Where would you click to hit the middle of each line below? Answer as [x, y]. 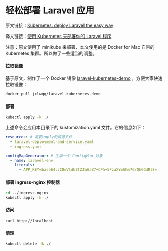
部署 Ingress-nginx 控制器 [33, 182]
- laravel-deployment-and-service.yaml [52, 142]
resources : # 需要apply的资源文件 [39, 137]
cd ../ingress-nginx [27, 193]
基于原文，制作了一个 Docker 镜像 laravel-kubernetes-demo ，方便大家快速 [84, 78]
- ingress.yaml [26, 147]
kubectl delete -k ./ [28, 244]
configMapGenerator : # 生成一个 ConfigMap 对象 [54, 156]
